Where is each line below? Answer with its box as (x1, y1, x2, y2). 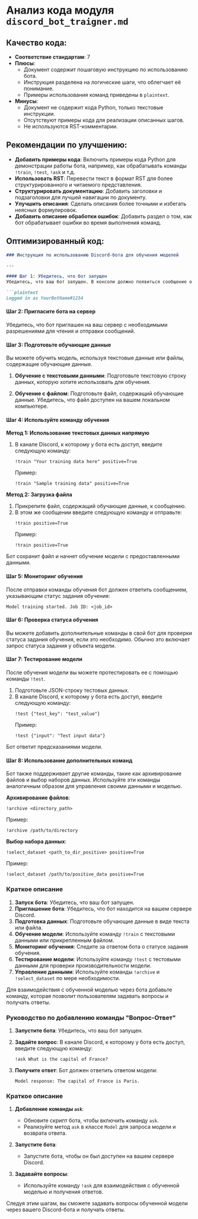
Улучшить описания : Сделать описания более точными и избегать (14, 200, 187, 207)
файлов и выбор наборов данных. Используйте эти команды (6, 776, 160, 783)
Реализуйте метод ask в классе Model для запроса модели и (23, 1123, 176, 1130)
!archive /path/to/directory (6, 827, 78, 834)
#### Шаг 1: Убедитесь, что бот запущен (6, 273, 108, 279)
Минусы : (14, 97, 39, 105)
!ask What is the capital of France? (14, 1056, 108, 1062)
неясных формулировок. (14, 206, 78, 213)
